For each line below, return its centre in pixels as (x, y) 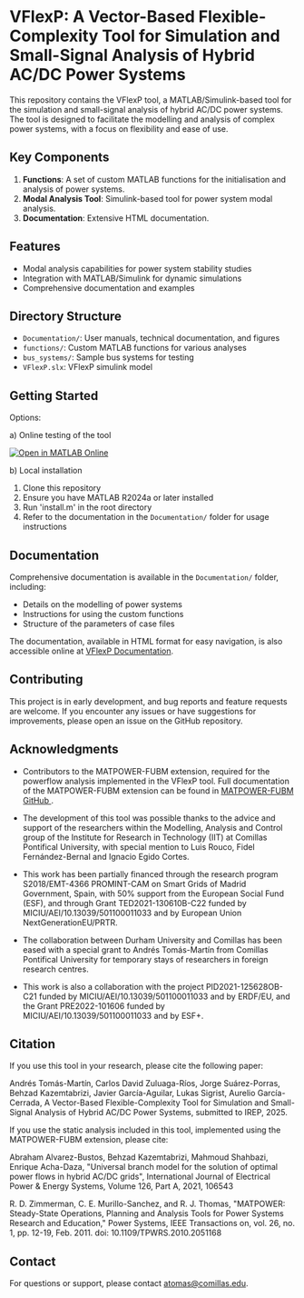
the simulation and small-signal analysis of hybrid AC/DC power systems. (147, 109)
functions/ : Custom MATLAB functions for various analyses (134, 348)
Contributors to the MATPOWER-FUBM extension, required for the (146, 771)
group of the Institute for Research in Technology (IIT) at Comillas (145, 837)
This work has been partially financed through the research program (150, 874)
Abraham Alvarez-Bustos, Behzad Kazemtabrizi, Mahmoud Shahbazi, (139, 1157)
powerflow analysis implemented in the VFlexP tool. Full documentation (156, 781)
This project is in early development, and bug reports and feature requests (148, 701)
